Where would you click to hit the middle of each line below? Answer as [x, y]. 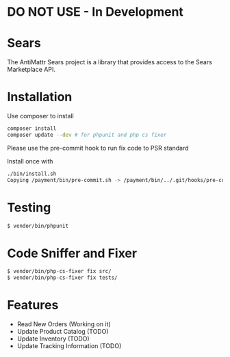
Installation [40, 97]
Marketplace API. [31, 70]
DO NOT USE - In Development [95, 12]
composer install [32, 129]
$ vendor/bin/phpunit [38, 226]
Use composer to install [40, 116]
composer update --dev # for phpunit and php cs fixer [87, 135]
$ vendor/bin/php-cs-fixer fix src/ [59, 272]
